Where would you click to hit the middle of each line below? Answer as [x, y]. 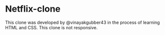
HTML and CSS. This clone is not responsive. [51, 27]
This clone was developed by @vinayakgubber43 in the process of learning [82, 22]
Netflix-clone [33, 9]
